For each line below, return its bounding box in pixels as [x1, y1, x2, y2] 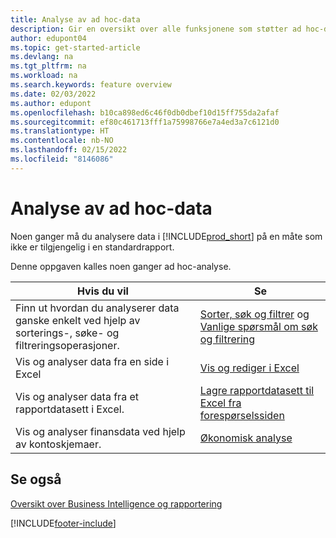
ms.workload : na [10, 71, 78, 81]
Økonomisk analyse [199, 431, 293, 445]
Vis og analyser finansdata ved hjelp [15, 424, 186, 438]
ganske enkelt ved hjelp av [15, 313, 141, 327]
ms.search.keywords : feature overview [10, 80, 172, 90]
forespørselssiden [199, 408, 285, 422]
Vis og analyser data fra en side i [15, 354, 170, 368]
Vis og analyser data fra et [15, 389, 139, 403]
